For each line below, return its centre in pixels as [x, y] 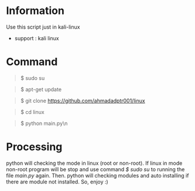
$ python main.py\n [44, 123]
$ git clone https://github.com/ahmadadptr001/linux [83, 100]
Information [35, 11]
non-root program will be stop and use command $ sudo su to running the [95, 169]
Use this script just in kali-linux [43, 27]
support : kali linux [37, 38]
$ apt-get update [41, 89]
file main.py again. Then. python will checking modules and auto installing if [97, 175]
